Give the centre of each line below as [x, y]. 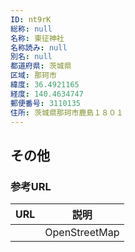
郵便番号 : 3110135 [46, 103]
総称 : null [31, 29]
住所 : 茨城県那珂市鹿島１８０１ [67, 112]
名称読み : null [39, 47]
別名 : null [31, 57]
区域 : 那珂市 [33, 76]
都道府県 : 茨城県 [41, 66]
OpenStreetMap [82, 233]
